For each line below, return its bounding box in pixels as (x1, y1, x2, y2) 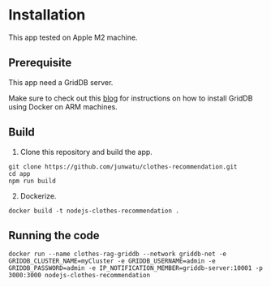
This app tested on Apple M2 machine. (8, 32, 138, 42)
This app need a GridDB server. (8, 77, 114, 87)
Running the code (8, 229, 100, 242)
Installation (8, 6, 86, 24)
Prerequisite (8, 56, 72, 70)
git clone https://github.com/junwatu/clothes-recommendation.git (8, 162, 238, 171)
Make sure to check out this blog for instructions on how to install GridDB (8, 93, 253, 103)
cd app (8, 169, 31, 178)
